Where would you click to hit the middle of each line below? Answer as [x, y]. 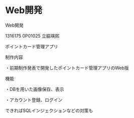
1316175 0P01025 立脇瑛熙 [32, 36]
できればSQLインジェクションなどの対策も [49, 110]
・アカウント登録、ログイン [34, 100]
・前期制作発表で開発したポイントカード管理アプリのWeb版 [67, 68]
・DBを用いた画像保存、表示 [35, 89]
